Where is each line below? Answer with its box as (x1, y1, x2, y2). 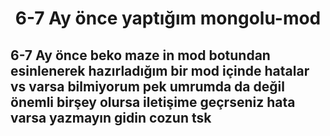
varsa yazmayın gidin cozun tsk (10, 109, 212, 126)
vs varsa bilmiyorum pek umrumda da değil (10, 78, 285, 95)
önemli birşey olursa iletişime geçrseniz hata (10, 93, 296, 111)
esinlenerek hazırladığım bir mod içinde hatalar (10, 62, 310, 79)
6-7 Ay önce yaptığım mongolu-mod (14, 7, 322, 30)
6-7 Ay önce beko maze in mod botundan (10, 47, 271, 64)
